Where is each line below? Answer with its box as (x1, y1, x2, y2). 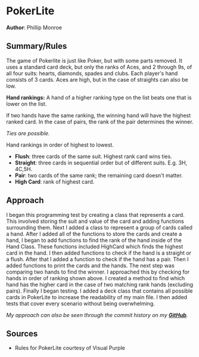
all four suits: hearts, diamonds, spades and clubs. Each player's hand (6, 70, 178, 77)
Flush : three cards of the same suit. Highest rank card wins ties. (14, 153, 173, 160)
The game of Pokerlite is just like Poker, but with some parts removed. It (6, 57, 183, 64)
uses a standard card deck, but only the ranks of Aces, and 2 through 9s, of (6, 63, 192, 70)
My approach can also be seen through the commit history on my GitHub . (6, 311, 188, 318)
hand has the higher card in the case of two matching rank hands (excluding (6, 281, 194, 288)
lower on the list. (6, 100, 47, 107)
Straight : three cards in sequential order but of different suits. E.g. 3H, (14, 159, 188, 166)
